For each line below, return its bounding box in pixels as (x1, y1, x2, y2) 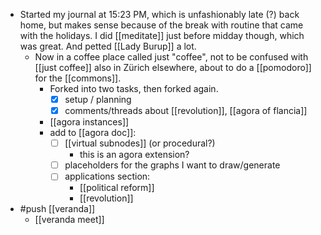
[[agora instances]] (49, 116, 130, 128)
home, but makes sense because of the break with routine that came (19, 19, 304, 31)
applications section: (64, 170, 151, 183)
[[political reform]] (79, 182, 155, 194)
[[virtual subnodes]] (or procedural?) (64, 137, 216, 149)
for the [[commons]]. (34, 72, 122, 84)
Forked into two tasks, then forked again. (49, 83, 219, 94)
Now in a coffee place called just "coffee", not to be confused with (34, 51, 309, 63)
